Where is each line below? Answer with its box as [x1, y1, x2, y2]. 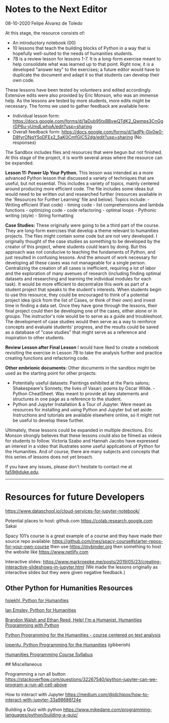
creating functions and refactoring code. [5, 355, 89, 361]
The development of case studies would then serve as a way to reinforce [5, 318, 156, 324]
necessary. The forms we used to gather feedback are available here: [5, 103, 149, 109]
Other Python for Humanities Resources [5, 584, 133, 593]
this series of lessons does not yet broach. [5, 454, 94, 460]
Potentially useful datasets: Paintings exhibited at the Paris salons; [12, 380, 150, 386]
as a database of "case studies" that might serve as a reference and [5, 329, 146, 335]
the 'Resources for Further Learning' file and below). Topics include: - [5, 196, 150, 202]
